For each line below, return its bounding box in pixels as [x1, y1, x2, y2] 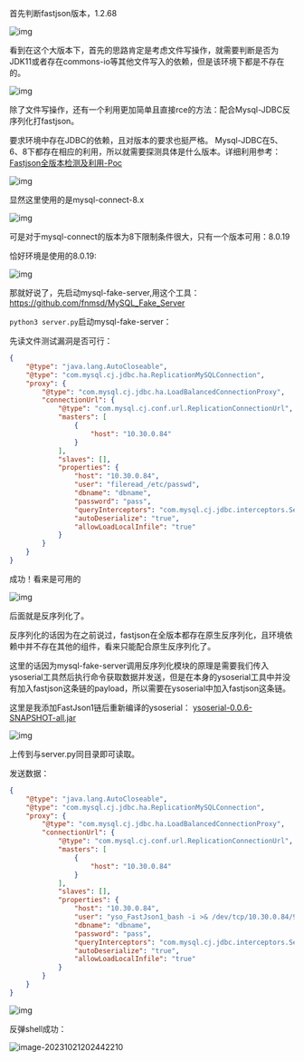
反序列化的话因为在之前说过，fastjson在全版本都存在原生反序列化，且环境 [9, 629, 285, 640]
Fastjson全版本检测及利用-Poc [9, 158, 123, 168]
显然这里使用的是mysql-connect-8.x [9, 194, 145, 205]
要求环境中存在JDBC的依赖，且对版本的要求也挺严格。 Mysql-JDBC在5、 [9, 135, 283, 145]
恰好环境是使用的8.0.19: [9, 250, 97, 261]
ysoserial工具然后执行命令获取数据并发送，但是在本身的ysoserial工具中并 [9, 671, 283, 682]
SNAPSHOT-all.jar [9, 712, 77, 723]
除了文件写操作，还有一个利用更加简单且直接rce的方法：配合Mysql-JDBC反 [9, 104, 291, 115]
